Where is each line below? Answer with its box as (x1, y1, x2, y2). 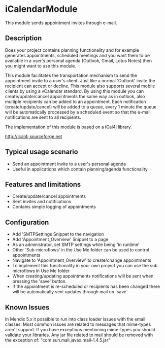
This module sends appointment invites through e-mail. (5, 20, 117, 26)
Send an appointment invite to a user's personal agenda (12, 161, 126, 167)
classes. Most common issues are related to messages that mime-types (5, 321, 151, 327)
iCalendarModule (5, 3, 78, 15)
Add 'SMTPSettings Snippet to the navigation (12, 231, 104, 237)
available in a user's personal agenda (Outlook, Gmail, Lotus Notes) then (5, 58, 152, 64)
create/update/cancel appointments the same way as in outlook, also (5, 93, 145, 99)
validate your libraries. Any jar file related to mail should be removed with (5, 332, 153, 338)
